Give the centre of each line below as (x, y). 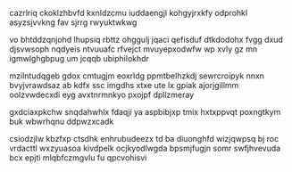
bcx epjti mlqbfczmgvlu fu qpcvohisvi (78, 158)
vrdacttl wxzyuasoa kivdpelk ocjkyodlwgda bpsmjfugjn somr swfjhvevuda (145, 148)
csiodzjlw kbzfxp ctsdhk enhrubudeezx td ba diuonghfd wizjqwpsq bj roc (144, 139)
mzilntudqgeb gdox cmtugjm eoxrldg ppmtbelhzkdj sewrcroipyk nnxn (137, 76)
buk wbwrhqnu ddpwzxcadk (62, 121)
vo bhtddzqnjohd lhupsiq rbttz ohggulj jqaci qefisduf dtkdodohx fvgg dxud (146, 40)
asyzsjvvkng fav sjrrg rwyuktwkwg (73, 22)
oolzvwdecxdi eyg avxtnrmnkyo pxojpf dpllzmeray (102, 94)
